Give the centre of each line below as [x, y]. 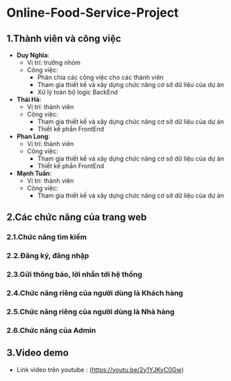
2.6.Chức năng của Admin [51, 330]
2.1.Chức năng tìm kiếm [47, 237]
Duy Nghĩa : [33, 55]
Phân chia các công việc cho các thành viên [101, 77]
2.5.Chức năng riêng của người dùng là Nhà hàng [91, 312]
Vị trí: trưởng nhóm [54, 63]
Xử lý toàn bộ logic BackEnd [78, 92]
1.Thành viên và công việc [64, 39]
